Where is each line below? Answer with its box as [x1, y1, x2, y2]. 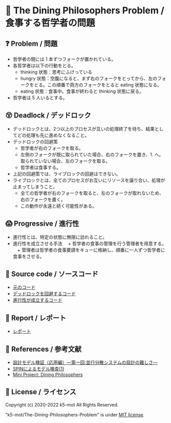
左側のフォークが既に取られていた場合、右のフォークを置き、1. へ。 [20, 151, 164, 157]
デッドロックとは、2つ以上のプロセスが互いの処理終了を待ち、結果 [12, 125, 155, 132]
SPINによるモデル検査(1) [12, 366, 65, 372]
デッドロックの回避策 [12, 138, 58, 144]
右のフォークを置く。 [20, 196, 66, 203]
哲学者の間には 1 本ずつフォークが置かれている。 [12, 56, 116, 62]
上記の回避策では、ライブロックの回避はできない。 [12, 171, 121, 177]
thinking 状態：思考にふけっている [20, 69, 93, 75]
